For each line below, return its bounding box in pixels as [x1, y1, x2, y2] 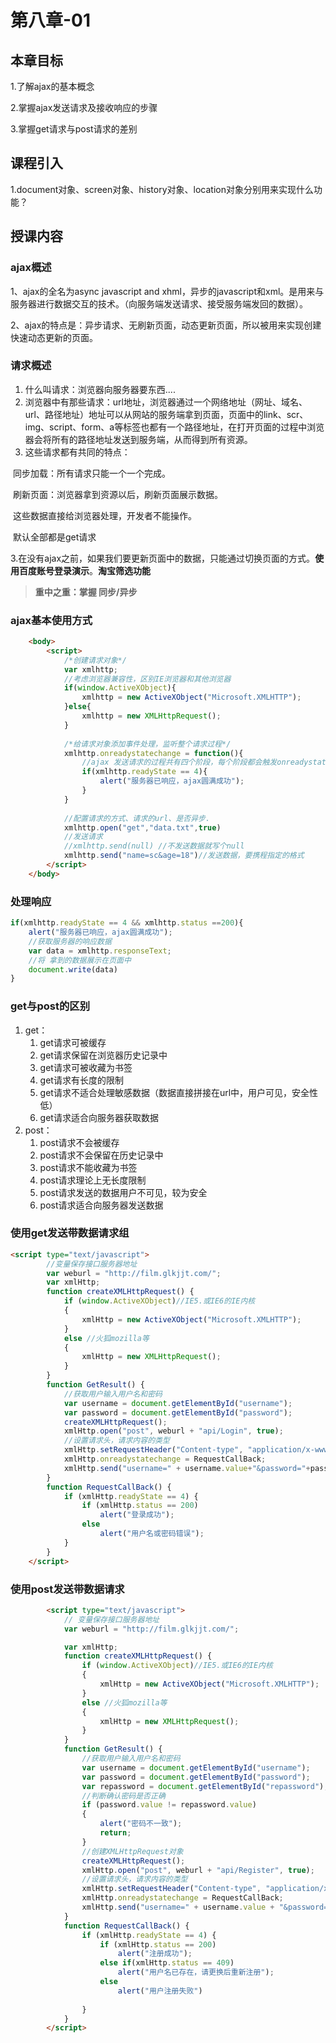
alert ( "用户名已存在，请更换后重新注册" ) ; [117, 1967, 275, 1978]
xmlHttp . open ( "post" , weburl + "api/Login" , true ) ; [63, 1426, 284, 1436]
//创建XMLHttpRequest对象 [81, 1846, 184, 1856]
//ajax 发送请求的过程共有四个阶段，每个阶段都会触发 [81, 757, 278, 768]
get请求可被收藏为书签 [39, 1061, 133, 1073]
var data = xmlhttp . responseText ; [28, 946, 172, 956]
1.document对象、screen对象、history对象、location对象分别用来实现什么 [10, 183, 314, 195]
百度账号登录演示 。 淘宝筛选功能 [18, 564, 151, 576]
